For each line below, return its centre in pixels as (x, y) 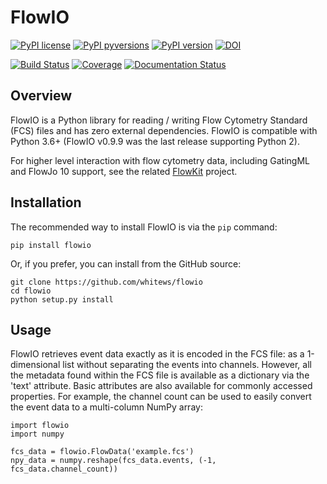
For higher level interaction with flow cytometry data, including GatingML (160, 160)
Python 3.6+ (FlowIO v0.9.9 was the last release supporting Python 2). (155, 141)
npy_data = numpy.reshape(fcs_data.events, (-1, (113, 461)
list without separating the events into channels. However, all (187, 365)
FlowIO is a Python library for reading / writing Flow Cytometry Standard (159, 120)
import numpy (37, 434)
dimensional (35, 365)
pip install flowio (51, 245)
